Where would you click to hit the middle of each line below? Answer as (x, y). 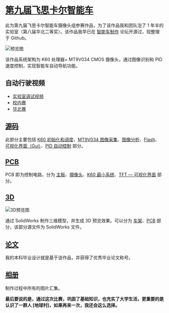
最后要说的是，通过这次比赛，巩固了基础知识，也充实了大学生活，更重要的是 (84, 299)
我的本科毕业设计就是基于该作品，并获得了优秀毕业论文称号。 (69, 257)
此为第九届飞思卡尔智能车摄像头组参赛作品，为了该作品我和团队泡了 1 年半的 (84, 25)
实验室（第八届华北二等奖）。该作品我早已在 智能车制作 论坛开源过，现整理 (82, 31)
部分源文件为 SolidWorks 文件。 (51, 227)
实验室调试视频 (28, 96)
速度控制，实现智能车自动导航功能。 (43, 66)
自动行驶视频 (25, 83)
